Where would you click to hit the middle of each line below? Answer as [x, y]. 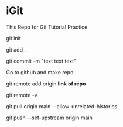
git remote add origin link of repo [46, 84]
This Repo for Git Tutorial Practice [47, 27]
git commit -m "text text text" [41, 61]
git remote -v [22, 95]
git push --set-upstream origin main [49, 118]
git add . [16, 49]
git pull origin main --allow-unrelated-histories [62, 106]
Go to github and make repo [40, 72]
